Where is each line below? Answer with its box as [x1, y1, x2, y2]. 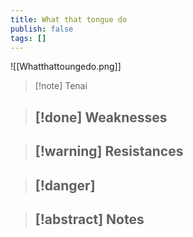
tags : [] [10, 33, 47, 43]
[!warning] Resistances [34, 143, 184, 160]
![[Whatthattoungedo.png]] [10, 61, 122, 73]
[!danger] [34, 177, 96, 194]
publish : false [10, 24, 74, 34]
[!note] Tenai [34, 80, 88, 92]
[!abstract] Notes [34, 211, 145, 228]
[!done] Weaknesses [34, 109, 168, 126]
